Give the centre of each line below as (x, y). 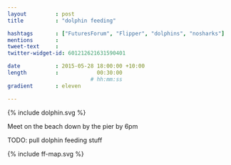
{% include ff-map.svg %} (46, 154)
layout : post (41, 14)
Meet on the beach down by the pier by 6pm (73, 126)
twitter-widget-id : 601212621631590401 (67, 53)
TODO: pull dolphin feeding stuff (55, 140)
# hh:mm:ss (106, 79)
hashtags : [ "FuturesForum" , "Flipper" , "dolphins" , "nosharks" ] (116, 33)
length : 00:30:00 (65, 73)
